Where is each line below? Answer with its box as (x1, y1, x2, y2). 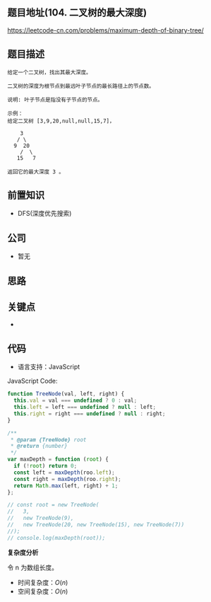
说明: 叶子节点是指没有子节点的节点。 (7, 96, 104, 103)
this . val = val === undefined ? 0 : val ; (13, 397, 138, 405)
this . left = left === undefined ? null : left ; (13, 404, 157, 411)
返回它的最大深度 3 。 (7, 168, 65, 175)
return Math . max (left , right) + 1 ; (13, 482, 119, 490)
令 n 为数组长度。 (7, 563, 59, 572)
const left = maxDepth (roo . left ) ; (13, 469, 115, 476)
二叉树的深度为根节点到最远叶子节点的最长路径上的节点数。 (7, 82, 155, 90)
